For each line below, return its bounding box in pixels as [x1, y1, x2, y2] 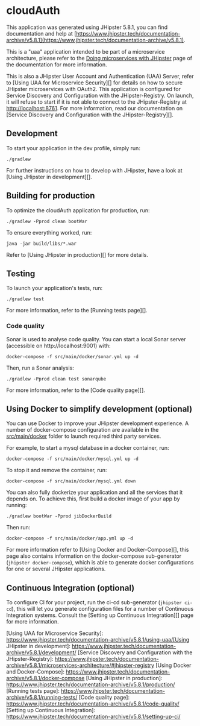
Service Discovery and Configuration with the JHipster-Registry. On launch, [6, 92, 194, 99]
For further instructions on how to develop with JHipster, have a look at [6, 166, 183, 174]
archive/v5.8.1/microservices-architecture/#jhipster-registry [6, 661, 155, 669]
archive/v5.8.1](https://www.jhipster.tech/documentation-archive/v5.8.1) [6, 36, 184, 43]
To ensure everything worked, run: [6, 229, 92, 236]
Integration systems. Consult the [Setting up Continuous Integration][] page [6, 611, 194, 619]
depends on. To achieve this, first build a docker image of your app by [6, 495, 180, 502]
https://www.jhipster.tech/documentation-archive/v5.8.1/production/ [6, 681, 175, 688]
